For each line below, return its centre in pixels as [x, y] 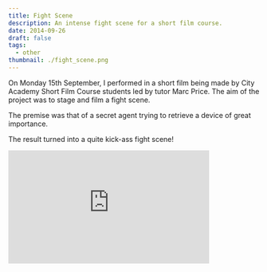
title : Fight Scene [41, 16]
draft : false [30, 38]
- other [28, 53]
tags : [17, 45]
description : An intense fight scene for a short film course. [116, 23]
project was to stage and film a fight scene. [79, 100]
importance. [28, 124]
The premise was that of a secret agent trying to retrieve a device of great [130, 115]
